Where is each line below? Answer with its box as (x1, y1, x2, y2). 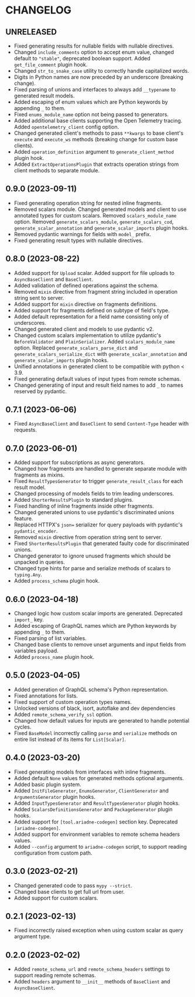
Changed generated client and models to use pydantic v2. (13, 325, 155, 332)
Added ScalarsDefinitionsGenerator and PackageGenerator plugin (13, 805, 173, 812)
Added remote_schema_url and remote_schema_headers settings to (13, 965, 170, 973)
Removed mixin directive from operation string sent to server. (13, 534, 162, 541)
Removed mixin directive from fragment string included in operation (13, 288, 178, 295)
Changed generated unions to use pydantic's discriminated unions (13, 509, 175, 516)
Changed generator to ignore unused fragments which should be (13, 552, 171, 560)
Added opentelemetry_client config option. (13, 124, 119, 130)
